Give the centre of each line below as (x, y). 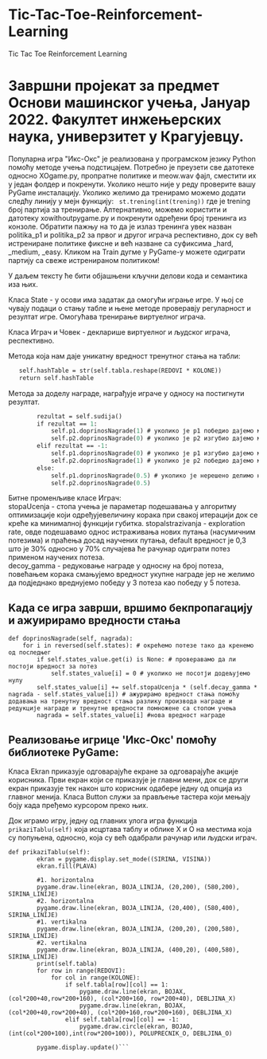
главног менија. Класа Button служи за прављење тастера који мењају (130, 797)
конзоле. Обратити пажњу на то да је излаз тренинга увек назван (120, 226)
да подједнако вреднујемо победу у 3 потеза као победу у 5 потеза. (124, 582)
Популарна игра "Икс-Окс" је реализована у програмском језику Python (132, 159)
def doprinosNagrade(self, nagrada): (71, 639)
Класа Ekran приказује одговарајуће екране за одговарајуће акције (123, 771)
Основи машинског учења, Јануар (130, 103)
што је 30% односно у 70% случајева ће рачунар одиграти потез (119, 549)
